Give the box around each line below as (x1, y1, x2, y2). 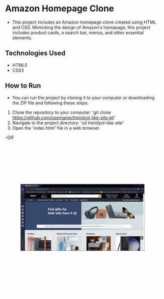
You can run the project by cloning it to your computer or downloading (12, 94, 155, 101)
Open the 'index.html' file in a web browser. (12, 125, 101, 131)
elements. (12, 35, 33, 41)
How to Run (5, 82, 41, 90)
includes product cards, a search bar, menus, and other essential (12, 29, 144, 35)
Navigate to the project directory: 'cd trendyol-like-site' (12, 120, 124, 126)
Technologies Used (5, 49, 65, 57)
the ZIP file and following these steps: (12, 100, 89, 106)
